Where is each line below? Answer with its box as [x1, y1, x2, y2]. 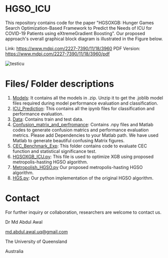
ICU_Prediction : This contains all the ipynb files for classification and [12, 105, 155, 111]
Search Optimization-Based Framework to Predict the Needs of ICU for [5, 25, 152, 31]
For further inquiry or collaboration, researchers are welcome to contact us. [5, 209, 162, 215]
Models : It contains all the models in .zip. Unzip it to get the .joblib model [12, 95, 163, 101]
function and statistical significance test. [12, 148, 97, 154]
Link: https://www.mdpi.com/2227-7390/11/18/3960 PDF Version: [5, 45, 140, 51]
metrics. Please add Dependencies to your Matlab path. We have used [12, 132, 158, 138]
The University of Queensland [5, 238, 67, 244]
